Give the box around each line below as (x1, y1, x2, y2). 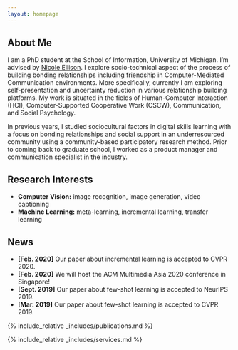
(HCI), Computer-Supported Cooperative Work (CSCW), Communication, (7, 101, 222, 110)
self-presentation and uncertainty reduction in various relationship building (7, 86, 227, 95)
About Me (7, 37, 52, 49)
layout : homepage (7, 10, 59, 18)
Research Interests (7, 173, 93, 185)
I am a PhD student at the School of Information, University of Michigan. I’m (7, 56, 229, 64)
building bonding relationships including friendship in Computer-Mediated (7, 71, 224, 79)
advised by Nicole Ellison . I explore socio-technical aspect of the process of (7, 63, 231, 72)
